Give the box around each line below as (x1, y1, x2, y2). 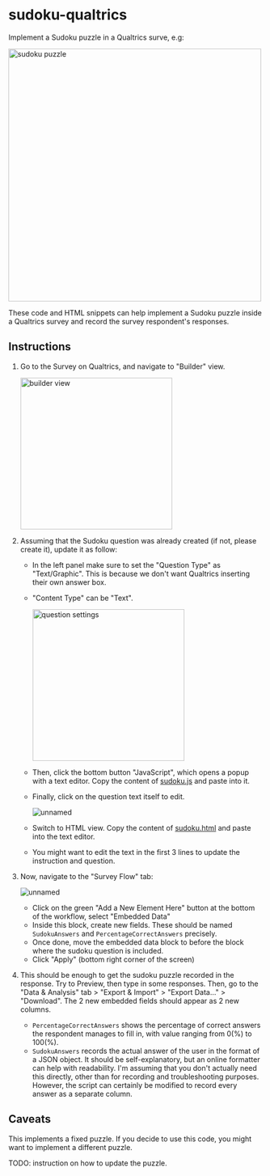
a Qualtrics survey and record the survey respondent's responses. (8, 316, 230, 326)
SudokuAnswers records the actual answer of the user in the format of (32, 1046, 260, 1055)
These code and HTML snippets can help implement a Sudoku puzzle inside (8, 307, 263, 317)
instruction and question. (32, 856, 116, 865)
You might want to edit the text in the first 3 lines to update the (32, 847, 240, 857)
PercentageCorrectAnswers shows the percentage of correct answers (32, 1020, 261, 1030)
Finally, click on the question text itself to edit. (32, 791, 185, 802)
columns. (19, 1005, 51, 1014)
